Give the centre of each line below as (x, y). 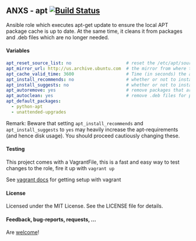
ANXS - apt (27, 11)
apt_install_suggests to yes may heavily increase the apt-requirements (92, 129)
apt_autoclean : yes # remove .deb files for (96, 96)
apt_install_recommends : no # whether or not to (91, 80)
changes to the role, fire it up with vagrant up (60, 168)
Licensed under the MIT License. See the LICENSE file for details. (85, 206)
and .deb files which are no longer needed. (58, 37)
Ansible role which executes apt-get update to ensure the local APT (87, 25)
